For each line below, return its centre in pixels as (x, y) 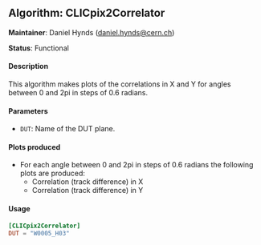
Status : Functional (39, 48)
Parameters (28, 110)
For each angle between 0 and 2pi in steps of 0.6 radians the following (137, 165)
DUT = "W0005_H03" (39, 233)
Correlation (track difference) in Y (88, 191)
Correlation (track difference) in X (88, 182)
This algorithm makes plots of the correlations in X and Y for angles (120, 84)
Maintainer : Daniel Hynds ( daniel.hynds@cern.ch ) (92, 32)
